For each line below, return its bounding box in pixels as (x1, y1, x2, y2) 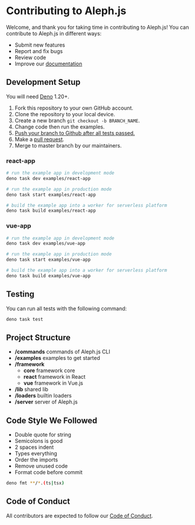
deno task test (6, 316, 44, 322)
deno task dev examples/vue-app (6, 241, 85, 247)
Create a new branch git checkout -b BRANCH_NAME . (14, 117, 140, 124)
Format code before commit (14, 469, 83, 476)
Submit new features (14, 41, 65, 48)
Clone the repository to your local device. (14, 110, 115, 117)
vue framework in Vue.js (23, 379, 84, 387)
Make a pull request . (14, 136, 65, 143)
